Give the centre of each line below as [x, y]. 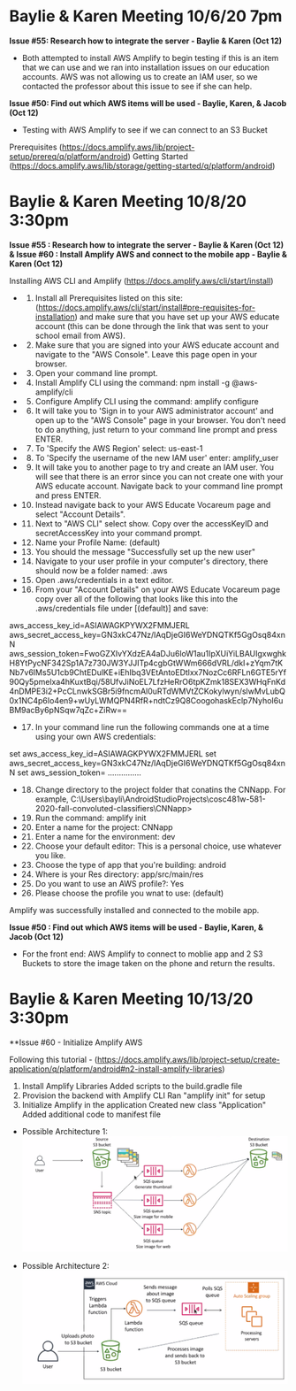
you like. [50, 855]
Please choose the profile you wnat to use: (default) [129, 893]
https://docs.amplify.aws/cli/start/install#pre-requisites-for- [147, 307]
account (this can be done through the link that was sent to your [152, 326]
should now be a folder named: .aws [101, 570]
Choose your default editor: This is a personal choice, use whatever [158, 846]
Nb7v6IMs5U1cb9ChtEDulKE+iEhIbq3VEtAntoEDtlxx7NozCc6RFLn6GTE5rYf [148, 672]
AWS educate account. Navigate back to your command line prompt [159, 486]
